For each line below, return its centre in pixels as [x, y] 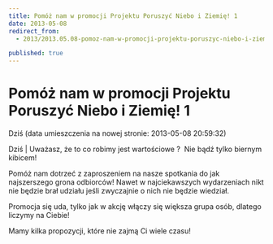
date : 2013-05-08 [38, 24]
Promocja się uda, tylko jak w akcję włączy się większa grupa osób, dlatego [135, 207]
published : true [36, 54]
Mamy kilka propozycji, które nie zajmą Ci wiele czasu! [100, 231]
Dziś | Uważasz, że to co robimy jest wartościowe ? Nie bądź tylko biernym [135, 149]
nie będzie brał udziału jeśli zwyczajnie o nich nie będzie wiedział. [119, 191]
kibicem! [23, 158]
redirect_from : [34, 31]
